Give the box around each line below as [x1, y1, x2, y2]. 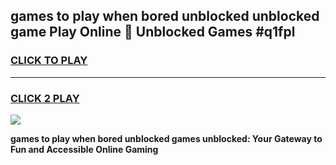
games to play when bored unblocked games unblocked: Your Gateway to [10, 132, 323, 144]
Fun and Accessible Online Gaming [10, 143, 159, 155]
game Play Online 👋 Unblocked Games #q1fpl [10, 24, 296, 41]
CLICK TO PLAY [10, 54, 88, 68]
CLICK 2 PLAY [10, 91, 80, 105]
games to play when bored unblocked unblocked [10, 8, 320, 25]
